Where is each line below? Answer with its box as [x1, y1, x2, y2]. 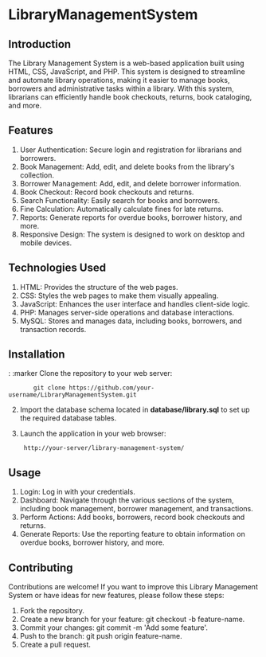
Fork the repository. [19, 606, 85, 616]
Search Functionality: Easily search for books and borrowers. [19, 195, 221, 205]
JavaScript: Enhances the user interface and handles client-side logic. [19, 299, 250, 308]
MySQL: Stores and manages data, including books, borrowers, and [19, 316, 243, 326]
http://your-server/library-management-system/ [23, 444, 185, 452]
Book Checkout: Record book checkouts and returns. [19, 187, 194, 197]
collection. [19, 170, 54, 180]
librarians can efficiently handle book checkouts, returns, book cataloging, [8, 92, 252, 101]
